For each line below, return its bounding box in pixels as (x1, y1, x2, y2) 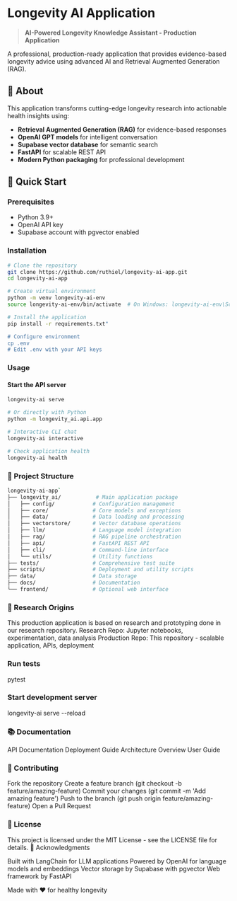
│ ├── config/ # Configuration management (7, 500, 175, 507)
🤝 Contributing (7, 763, 59, 773)
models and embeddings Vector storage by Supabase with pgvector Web (7, 864, 221, 873)
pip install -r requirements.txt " (7, 320, 109, 327)
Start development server (7, 692, 97, 702)
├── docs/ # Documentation (7, 579, 140, 587)
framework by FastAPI (7, 872, 72, 880)
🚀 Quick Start (7, 176, 67, 188)
